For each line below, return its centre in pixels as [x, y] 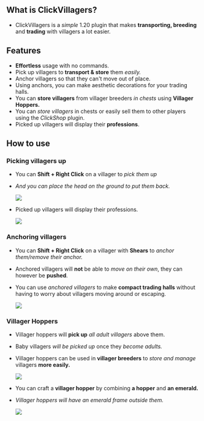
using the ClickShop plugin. [50, 118]
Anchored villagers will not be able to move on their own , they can [99, 269]
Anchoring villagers [36, 237]
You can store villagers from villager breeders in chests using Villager [104, 98]
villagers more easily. [43, 365]
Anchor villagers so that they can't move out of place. [83, 79]
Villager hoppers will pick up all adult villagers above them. [90, 334]
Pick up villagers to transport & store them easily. [78, 72]
